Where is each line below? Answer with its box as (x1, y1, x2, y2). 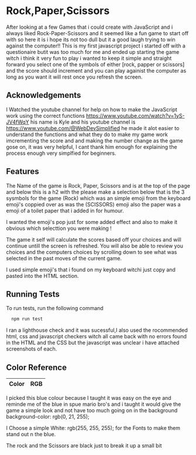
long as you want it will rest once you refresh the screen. (6, 73, 143, 80)
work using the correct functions (6, 112, 85, 119)
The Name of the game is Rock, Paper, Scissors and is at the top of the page (6, 182, 190, 189)
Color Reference (6, 362, 67, 372)
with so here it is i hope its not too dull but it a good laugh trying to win (6, 36, 176, 43)
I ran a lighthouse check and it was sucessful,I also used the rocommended (6, 327, 188, 334)
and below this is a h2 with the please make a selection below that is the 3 (6, 188, 185, 195)
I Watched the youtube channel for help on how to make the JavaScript (6, 106, 177, 113)
